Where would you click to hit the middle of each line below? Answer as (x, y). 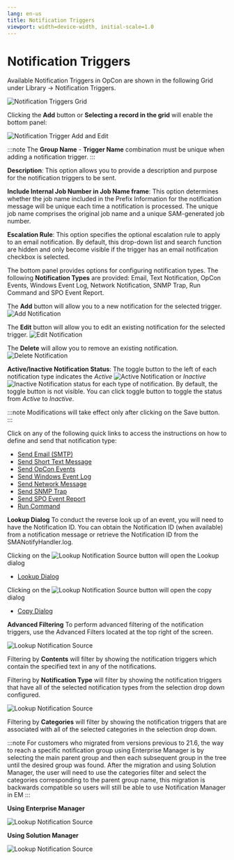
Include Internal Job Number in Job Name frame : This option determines (113, 191)
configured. (24, 695)
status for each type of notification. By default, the (145, 384)
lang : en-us (24, 14)
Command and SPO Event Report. (56, 293)
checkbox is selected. (39, 257)
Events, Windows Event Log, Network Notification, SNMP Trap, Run (104, 285)
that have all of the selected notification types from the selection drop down (116, 687)
